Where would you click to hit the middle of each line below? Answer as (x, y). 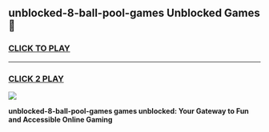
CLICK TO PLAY (39, 49)
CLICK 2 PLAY (36, 78)
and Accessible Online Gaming (60, 119)
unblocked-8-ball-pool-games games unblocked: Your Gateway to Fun (129, 110)
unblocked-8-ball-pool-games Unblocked (115, 13)
